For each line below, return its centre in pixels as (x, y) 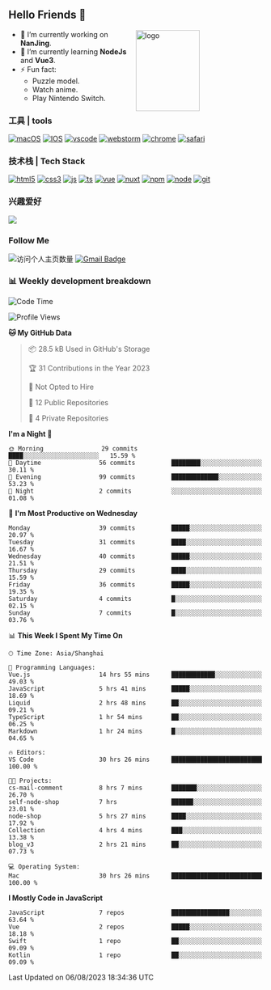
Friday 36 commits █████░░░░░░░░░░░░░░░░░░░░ (135, 585)
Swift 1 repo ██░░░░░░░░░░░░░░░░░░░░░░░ (135, 941)
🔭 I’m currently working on (64, 34)
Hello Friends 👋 (47, 15)
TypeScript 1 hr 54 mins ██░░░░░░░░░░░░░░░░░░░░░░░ (135, 717)
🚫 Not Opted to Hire (61, 387)
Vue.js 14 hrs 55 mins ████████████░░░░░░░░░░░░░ (135, 675)
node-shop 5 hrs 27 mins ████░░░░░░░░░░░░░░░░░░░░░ (135, 817)
